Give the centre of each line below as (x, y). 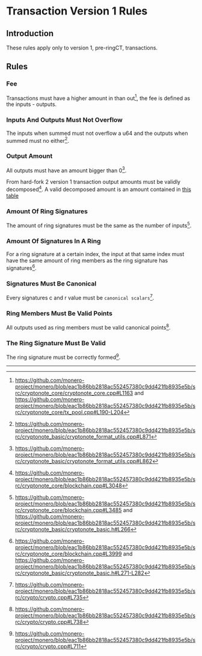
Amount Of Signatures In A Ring (54, 241)
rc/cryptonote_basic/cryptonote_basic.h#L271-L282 (79, 573)
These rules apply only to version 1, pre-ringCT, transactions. (82, 48)
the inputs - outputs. (32, 104)
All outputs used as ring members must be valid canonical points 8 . (88, 327)
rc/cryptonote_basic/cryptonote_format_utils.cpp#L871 (83, 436)
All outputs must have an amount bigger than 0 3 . (66, 170)
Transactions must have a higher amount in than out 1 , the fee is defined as (98, 98)
